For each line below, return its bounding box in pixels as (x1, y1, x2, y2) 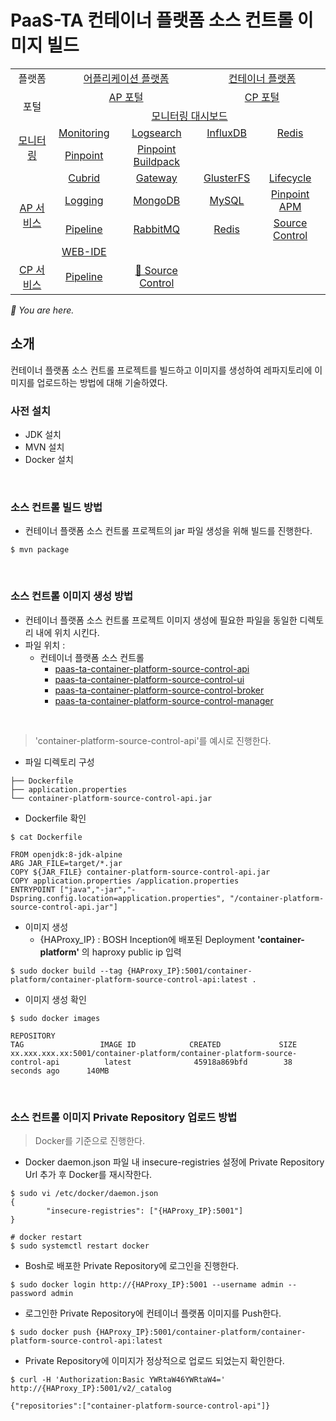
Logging (64, 193, 104, 207)
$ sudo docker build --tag (10, 966, 123, 976)
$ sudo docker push (10, 1327, 92, 1337)
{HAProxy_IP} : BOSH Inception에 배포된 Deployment (39, 933, 256, 945)
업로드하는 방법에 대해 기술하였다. (36, 376, 168, 388)
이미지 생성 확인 (24, 993, 87, 1005)
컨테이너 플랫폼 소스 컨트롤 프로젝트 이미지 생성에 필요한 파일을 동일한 (24, 614, 298, 626)
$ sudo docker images (10, 1013, 101, 1023)
